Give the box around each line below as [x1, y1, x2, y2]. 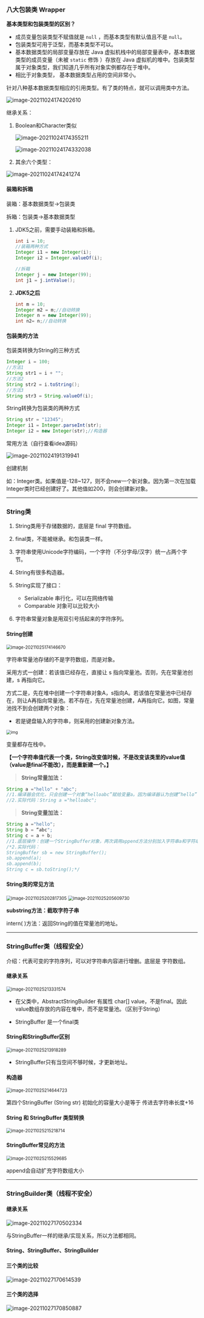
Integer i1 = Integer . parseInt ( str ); [6, 422, 102, 428]
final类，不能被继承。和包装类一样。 [15, 535, 106, 543]
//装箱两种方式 [15, 243, 49, 250]
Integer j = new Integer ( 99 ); [15, 271, 92, 277]
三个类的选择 [6, 1291, 38, 1298]
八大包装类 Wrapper [6, 5, 66, 13]
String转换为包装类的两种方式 [6, 405, 80, 412]
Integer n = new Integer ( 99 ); [15, 312, 92, 319]
